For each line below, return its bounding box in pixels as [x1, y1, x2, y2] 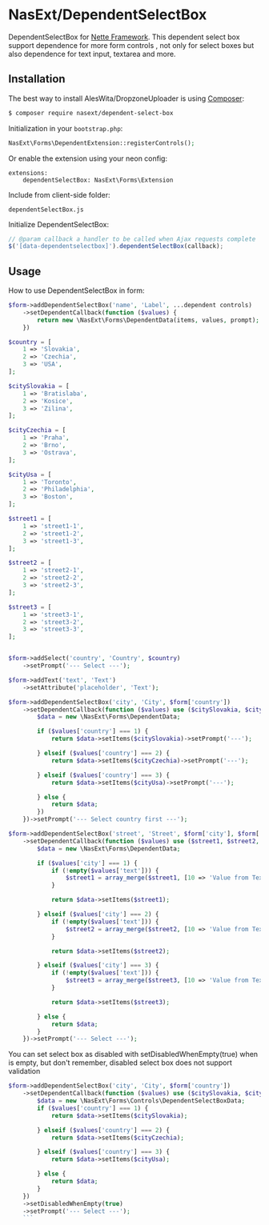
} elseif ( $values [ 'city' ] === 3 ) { [37, 962, 159, 970]
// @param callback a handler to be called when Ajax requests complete [8, 234, 256, 243]
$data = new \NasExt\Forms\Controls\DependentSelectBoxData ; [37, 1097, 246, 1105]
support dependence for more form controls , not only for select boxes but [8, 40, 255, 50]
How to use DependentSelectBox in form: [8, 286, 145, 295]
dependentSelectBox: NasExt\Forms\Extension [22, 176, 174, 184]
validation [8, 1067, 41, 1076]
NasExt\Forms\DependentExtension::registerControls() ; [8, 138, 195, 147]
